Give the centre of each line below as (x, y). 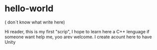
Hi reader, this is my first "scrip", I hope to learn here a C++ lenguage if (77, 31)
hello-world (29, 9)
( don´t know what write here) (35, 22)
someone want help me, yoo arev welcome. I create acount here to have (78, 37)
